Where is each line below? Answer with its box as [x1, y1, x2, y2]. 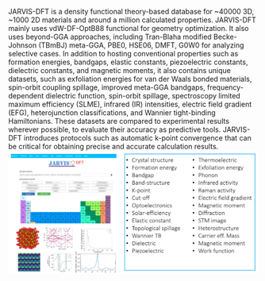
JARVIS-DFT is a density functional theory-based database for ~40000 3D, [8, 7, 255, 16]
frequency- [206, 83, 244, 92]
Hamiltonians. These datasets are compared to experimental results [8, 117, 230, 125]
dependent [8, 91, 44, 100]
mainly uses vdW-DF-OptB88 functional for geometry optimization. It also [8, 24, 249, 33]
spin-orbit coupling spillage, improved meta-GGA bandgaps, [8, 83, 206, 92]
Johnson [8, 40, 37, 50]
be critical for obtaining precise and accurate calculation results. [8, 142, 219, 151]
